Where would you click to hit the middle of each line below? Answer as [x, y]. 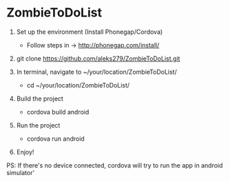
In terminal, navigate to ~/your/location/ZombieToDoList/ [96, 72]
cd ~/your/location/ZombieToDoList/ [78, 85]
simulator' [21, 172]
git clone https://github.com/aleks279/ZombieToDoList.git [98, 58]
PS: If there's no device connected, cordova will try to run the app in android [115, 165]
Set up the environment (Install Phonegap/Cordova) [90, 32]
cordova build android [58, 112]
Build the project [40, 99]
